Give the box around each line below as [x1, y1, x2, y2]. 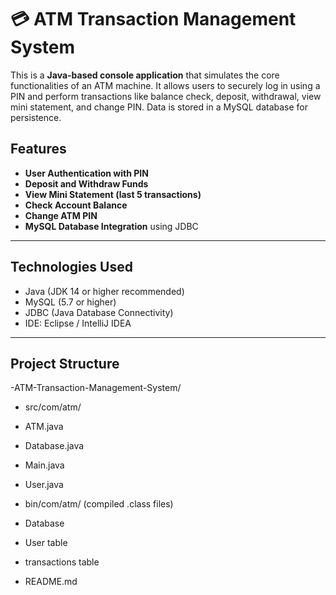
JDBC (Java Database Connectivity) [24, 306, 174, 318]
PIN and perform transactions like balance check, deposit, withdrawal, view [10, 90, 322, 102]
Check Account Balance [24, 199, 128, 211]
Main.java [24, 459, 65, 471]
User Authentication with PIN [24, 167, 149, 179]
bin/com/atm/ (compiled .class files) [24, 498, 174, 510]
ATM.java [24, 421, 64, 433]
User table [24, 537, 68, 549]
